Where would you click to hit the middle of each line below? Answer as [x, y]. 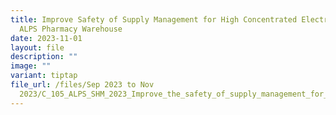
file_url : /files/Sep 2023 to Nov [82, 85]
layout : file [37, 47]
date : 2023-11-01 [46, 38]
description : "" [44, 57]
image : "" [31, 66]
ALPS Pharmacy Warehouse [71, 29]
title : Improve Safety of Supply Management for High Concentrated [154, 19]
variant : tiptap [44, 76]
